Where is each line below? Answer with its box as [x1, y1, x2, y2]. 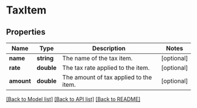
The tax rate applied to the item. [62, 64, 150, 72]
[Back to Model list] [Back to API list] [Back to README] [6, 96, 141, 103]
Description [91, 45, 126, 52]
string [36, 54, 54, 62]
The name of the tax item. [62, 54, 133, 62]
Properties [6, 27, 46, 37]
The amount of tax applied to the [62, 73, 152, 81]
